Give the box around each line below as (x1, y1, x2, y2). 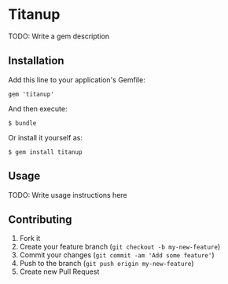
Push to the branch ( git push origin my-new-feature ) (19, 259, 194, 268)
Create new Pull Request (19, 267, 100, 276)
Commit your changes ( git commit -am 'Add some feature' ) (19, 250, 215, 260)
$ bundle (8, 119, 37, 127)
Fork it (19, 234, 41, 243)
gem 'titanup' (8, 90, 55, 98)
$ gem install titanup (8, 147, 83, 156)
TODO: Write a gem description (8, 31, 110, 41)
